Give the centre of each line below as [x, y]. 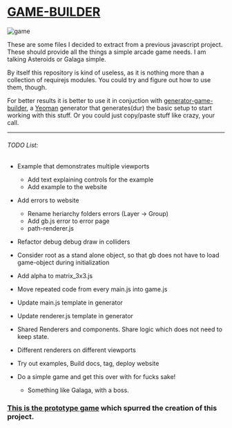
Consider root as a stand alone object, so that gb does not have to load [118, 255]
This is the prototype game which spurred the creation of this [112, 408]
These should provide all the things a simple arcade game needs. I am [107, 52]
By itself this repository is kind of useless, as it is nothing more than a [106, 72]
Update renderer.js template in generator [75, 316]
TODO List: [23, 145]
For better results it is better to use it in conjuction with [85, 100]
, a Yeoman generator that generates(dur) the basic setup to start [119, 108]
